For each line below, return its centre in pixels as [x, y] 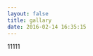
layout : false [28, 14]
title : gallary [30, 20]
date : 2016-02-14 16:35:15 [47, 27]
